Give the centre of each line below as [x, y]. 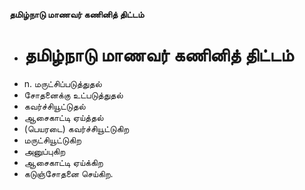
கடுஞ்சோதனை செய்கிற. [68, 173]
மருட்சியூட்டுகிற [52, 140]
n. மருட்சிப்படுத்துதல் [62, 83]
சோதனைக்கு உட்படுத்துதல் [73, 95]
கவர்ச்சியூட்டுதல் [54, 106]
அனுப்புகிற [44, 151]
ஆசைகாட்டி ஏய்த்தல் [63, 117]
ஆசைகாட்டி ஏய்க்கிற [63, 162]
